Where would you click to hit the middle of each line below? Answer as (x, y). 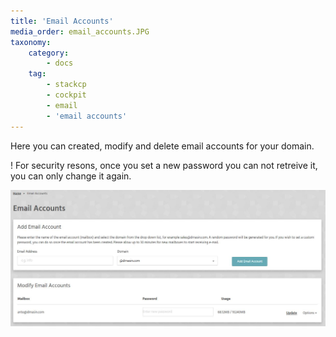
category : (49, 53)
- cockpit (66, 95)
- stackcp (66, 85)
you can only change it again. (71, 176)
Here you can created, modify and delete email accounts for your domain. (162, 146)
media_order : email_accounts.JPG (80, 31)
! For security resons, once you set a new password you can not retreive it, (164, 165)
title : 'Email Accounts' (62, 21)
